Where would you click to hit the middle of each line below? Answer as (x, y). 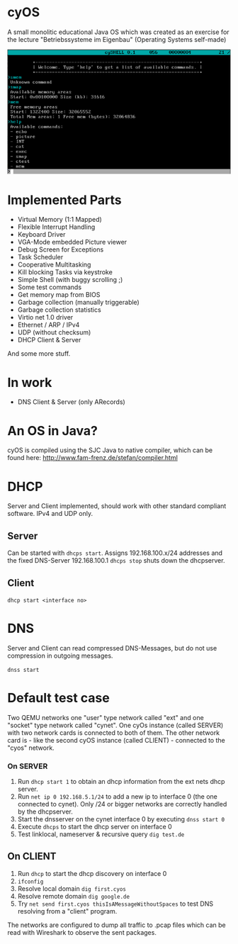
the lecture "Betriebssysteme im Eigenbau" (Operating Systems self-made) (117, 39)
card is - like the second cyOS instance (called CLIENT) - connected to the (116, 740)
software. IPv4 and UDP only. (50, 514)
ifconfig (30, 882)
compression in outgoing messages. (60, 656)
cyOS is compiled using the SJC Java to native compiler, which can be (110, 450)
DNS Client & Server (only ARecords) (71, 402)
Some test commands (50, 287)
